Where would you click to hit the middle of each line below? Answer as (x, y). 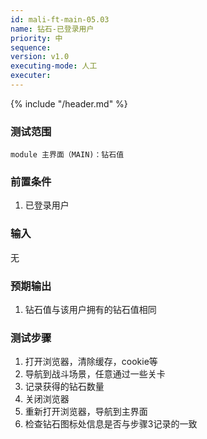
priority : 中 (36, 38)
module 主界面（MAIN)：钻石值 (67, 155)
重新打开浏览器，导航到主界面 (86, 412)
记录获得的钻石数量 (64, 387)
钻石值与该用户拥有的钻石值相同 (90, 310)
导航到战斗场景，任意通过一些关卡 (95, 374)
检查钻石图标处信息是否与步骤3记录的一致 (111, 424)
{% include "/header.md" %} (69, 103)
